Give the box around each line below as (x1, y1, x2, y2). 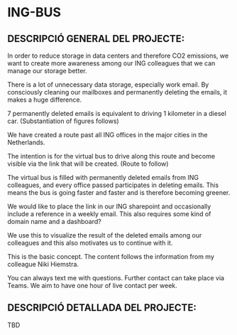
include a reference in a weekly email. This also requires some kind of (7, 210, 211, 218)
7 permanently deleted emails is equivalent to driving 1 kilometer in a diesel (7, 110, 227, 117)
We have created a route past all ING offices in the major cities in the (7, 131, 208, 139)
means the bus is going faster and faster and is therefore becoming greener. (7, 188, 231, 196)
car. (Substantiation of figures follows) (7, 117, 119, 125)
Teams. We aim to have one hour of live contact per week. (7, 282, 177, 289)
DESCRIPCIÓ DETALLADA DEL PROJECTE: (7, 302, 197, 314)
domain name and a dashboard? (7, 218, 101, 225)
